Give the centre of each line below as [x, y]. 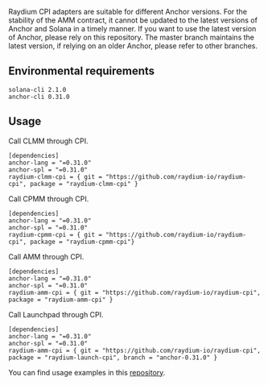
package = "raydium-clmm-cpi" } [84, 184]
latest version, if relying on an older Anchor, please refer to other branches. [133, 46]
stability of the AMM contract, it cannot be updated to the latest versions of [133, 20]
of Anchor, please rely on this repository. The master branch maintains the [132, 37]
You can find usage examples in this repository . [87, 372]
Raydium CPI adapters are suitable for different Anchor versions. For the [128, 12]
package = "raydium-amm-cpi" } [61, 300]
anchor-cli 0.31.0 [39, 97]
